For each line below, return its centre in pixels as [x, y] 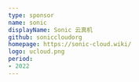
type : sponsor [31, 15]
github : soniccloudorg [45, 37]
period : [21, 59]
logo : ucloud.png [37, 52]
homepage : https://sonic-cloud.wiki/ [70, 45]
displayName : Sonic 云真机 [50, 30]
